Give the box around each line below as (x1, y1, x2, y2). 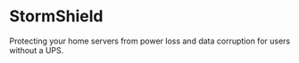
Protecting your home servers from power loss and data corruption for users (9, 35, 291, 46)
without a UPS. (9, 44, 64, 55)
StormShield (9, 6, 104, 27)
